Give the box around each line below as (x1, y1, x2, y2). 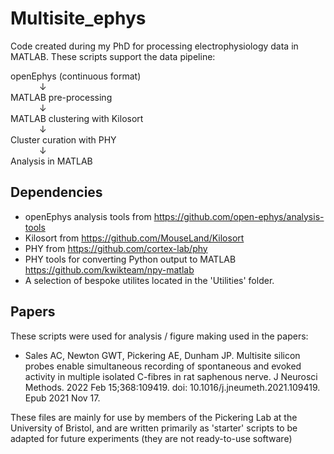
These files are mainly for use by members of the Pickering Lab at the (10, 411, 298, 423)
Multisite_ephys (10, 7, 147, 30)
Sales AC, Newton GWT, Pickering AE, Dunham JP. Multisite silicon (24, 349, 301, 361)
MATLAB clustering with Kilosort (10, 112, 144, 124)
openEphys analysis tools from (24, 210, 152, 222)
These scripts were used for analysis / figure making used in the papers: (10, 330, 309, 342)
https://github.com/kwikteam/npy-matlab (24, 263, 195, 276)
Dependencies (10, 184, 103, 201)
